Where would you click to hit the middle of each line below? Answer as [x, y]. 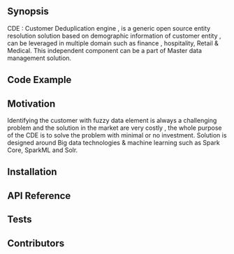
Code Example [39, 80]
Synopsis [28, 12]
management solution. [39, 58]
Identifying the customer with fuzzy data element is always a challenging [112, 121]
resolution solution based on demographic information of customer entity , [114, 36]
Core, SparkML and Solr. [43, 150]
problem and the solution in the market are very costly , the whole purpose [115, 128]
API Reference [39, 196]
